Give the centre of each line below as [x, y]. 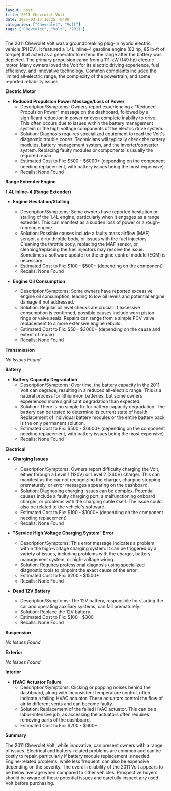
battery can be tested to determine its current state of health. [84, 412]
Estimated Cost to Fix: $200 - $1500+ [60, 576]
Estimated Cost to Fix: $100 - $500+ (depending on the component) [92, 266]
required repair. [36, 156]
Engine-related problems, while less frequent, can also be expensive [77, 761]
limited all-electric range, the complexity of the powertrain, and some [78, 76]
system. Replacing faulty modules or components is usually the [87, 150]
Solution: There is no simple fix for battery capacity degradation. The [93, 407]
